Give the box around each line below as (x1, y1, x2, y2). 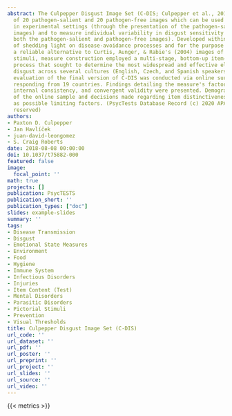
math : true (7, 177, 39, 184)
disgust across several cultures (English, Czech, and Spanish (13, 68, 199, 75)
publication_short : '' (7, 196, 72, 204)
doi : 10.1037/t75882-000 (7, 151, 79, 159)
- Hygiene (7, 261, 36, 267)
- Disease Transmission (7, 229, 76, 236)
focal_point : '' (13, 171, 60, 178)
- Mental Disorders (7, 293, 64, 300)
